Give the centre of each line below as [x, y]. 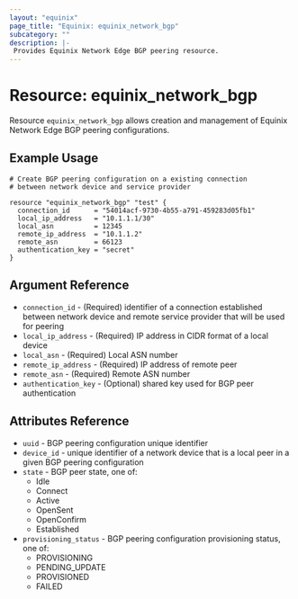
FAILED [49, 586]
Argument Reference [69, 286]
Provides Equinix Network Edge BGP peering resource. [116, 51]
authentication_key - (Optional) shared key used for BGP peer [138, 383]
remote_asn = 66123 [70, 242]
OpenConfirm [61, 519]
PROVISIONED [63, 577]
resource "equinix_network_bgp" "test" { [88, 202]
